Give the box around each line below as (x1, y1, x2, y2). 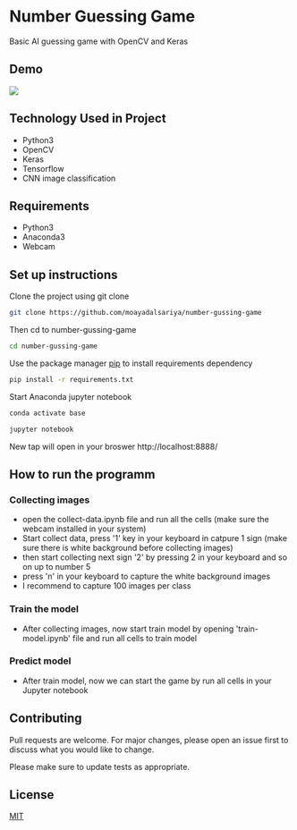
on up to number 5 (21, 562, 91, 572)
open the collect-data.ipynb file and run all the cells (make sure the (21, 514, 270, 525)
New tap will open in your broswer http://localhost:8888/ (9, 441, 218, 452)
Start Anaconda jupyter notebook (9, 391, 132, 402)
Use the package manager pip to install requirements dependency (9, 358, 253, 368)
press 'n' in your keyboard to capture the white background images (21, 571, 271, 582)
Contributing (9, 711, 82, 726)
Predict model (9, 655, 72, 667)
